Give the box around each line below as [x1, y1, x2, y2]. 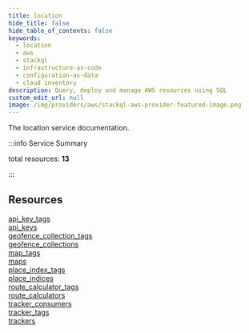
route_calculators [8, 290, 66, 300]
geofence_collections [8, 239, 79, 249]
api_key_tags [8, 214, 50, 223]
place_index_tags [8, 265, 66, 275]
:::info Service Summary [8, 138, 88, 148]
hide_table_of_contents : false [8, 26, 113, 34]
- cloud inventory [15, 78, 78, 86]
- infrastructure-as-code [15, 64, 102, 72]
